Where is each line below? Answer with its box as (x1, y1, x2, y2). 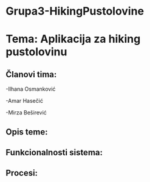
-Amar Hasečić (5, 97, 44, 105)
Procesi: (5, 168, 38, 178)
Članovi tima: (5, 69, 57, 80)
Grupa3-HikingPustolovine (5, 4, 144, 18)
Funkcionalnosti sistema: (5, 147, 103, 158)
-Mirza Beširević (5, 109, 47, 116)
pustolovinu (5, 45, 67, 59)
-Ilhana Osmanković (5, 85, 56, 93)
